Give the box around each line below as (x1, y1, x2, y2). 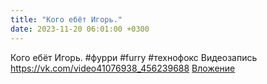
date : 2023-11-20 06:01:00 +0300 (10, 24, 150, 34)
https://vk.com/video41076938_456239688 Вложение (10, 62, 236, 74)
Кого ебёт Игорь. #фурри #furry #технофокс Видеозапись (10, 51, 258, 63)
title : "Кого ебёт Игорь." (10, 14, 123, 25)
